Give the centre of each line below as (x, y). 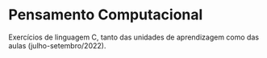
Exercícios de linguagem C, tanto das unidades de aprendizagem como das (134, 37)
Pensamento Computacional (106, 15)
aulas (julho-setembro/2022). (57, 45)
